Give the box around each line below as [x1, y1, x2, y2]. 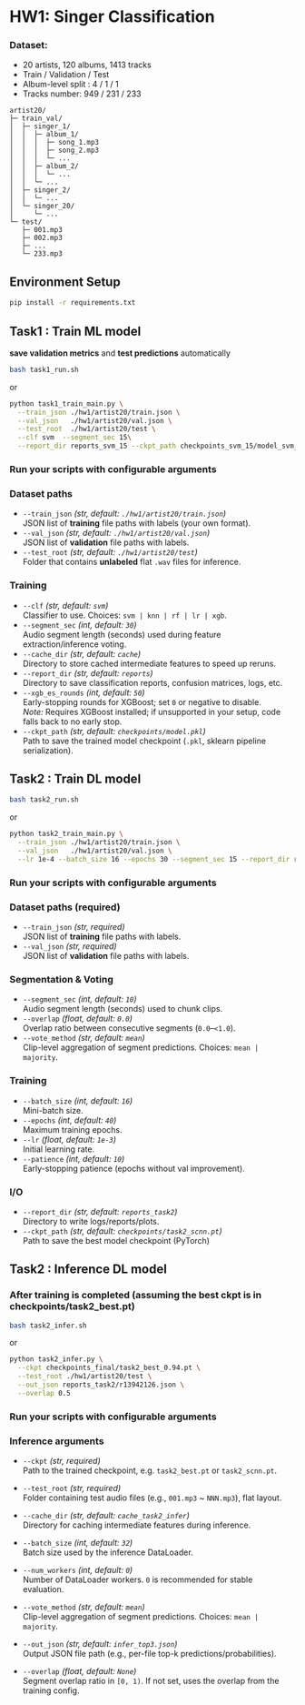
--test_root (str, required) [22, 1483, 122, 1494]
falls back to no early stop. [22, 716, 123, 727]
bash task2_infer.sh [9, 1321, 88, 1330]
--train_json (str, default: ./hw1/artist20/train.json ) [22, 508, 227, 520]
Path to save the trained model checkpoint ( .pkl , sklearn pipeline [22, 735, 266, 746]
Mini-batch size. [22, 1105, 84, 1115]
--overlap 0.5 [17, 1388, 71, 1397]
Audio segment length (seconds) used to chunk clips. [22, 1004, 223, 1014]
